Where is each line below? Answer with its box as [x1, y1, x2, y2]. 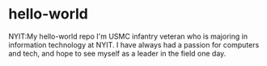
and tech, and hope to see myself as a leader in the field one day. [8, 48, 227, 58]
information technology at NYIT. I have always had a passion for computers [8, 39, 260, 49]
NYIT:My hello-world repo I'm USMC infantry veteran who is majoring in [8, 31, 248, 41]
